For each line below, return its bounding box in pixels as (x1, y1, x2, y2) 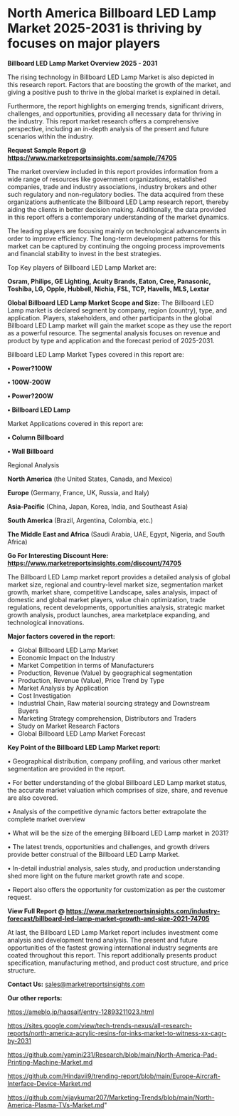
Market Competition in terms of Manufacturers (17, 661, 154, 669)
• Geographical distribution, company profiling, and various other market (7, 756, 221, 765)
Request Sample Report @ (7, 146, 87, 154)
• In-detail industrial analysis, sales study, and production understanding (7, 863, 221, 872)
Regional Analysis (7, 460, 60, 469)
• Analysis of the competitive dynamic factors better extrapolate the (7, 807, 207, 816)
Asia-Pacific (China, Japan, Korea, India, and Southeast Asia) (7, 502, 188, 511)
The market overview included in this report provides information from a (7, 167, 218, 176)
